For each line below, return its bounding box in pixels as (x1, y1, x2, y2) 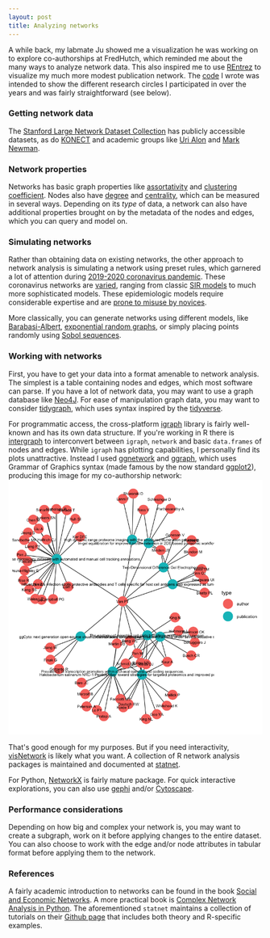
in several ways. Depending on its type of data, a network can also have (8, 199, 247, 209)
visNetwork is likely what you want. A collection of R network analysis (8, 751, 240, 760)
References (8, 868, 55, 879)
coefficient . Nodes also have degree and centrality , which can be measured (8, 191, 260, 200)
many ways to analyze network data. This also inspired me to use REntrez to (8, 61, 262, 72)
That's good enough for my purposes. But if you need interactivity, (8, 742, 230, 751)
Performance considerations (8, 804, 123, 815)
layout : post (8, 13, 52, 21)
